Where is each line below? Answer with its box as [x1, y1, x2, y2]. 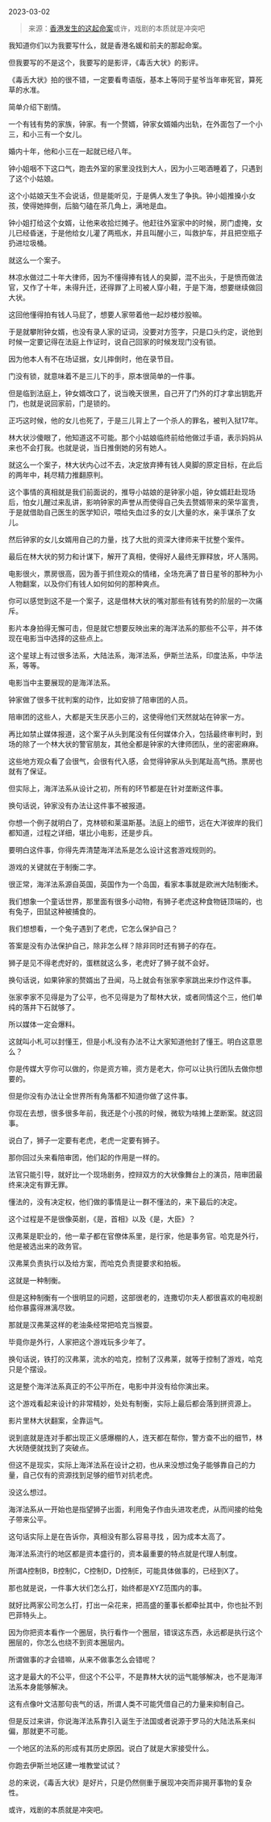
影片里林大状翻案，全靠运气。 [8, 1415, 107, 1425]
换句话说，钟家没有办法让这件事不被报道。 [8, 801, 150, 810]
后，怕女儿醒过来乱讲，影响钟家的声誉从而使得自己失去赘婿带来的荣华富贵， [8, 498, 263, 507]
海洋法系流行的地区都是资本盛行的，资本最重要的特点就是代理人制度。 [8, 1549, 242, 1558]
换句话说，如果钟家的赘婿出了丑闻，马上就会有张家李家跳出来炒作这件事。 [8, 975, 256, 985]
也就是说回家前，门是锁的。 [22, 398, 115, 408]
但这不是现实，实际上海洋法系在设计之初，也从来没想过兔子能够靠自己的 [8, 1460, 248, 1470]
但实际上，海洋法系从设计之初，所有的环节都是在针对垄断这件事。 [8, 784, 227, 793]
